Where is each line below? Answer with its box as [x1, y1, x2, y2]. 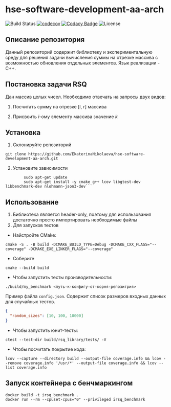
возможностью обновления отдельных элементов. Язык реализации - [5, 60, 160, 66]
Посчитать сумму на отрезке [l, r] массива [12, 103, 107, 109]
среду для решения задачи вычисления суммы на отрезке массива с [5, 54, 158, 60]
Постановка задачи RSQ [5, 80, 87, 89]
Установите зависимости [12, 165, 68, 171]
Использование [5, 198, 59, 207]
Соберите [12, 256, 35, 262]
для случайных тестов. [5, 299, 55, 305]
